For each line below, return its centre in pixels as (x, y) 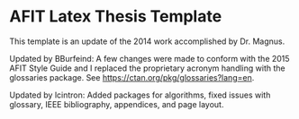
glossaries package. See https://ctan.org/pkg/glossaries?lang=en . (132, 77)
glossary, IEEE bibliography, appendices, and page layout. (117, 104)
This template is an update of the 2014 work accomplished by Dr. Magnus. (147, 41)
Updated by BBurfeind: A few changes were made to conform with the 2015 (149, 58)
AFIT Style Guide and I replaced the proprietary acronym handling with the (147, 68)
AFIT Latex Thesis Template (116, 17)
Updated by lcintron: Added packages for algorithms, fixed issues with (140, 95)
